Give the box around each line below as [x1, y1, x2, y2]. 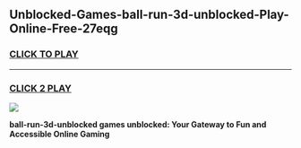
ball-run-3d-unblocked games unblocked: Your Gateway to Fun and [9, 118, 267, 129]
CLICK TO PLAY [9, 48, 79, 61]
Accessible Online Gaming [9, 128, 110, 139]
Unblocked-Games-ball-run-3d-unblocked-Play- [9, 7, 289, 22]
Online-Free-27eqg [9, 22, 118, 37]
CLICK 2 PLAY [9, 82, 72, 94]
